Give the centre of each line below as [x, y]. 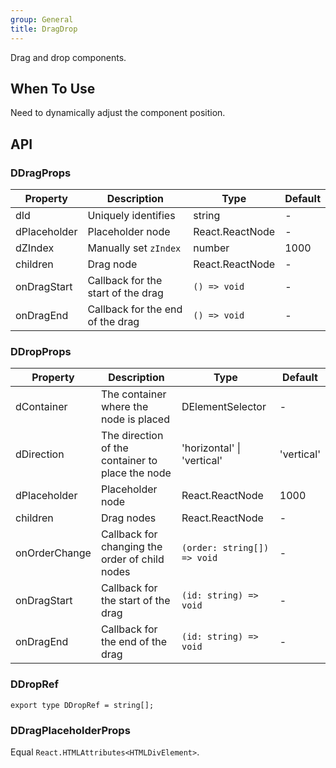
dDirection [40, 454]
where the [124, 407]
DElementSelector [224, 407]
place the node [136, 473]
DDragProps [41, 173]
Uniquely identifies [131, 215]
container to [129, 461]
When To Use [53, 88]
